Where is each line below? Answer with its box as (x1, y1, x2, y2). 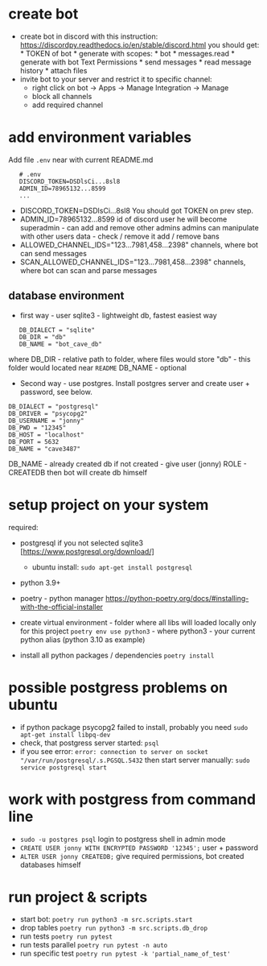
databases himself (19, 860, 82, 869)
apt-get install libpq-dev (19, 731, 111, 739)
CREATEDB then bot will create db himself (8, 467, 147, 477)
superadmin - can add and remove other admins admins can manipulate (19, 222, 259, 232)
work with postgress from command (8, 790, 256, 808)
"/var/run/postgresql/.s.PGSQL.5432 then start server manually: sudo (19, 755, 251, 765)
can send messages (19, 248, 87, 258)
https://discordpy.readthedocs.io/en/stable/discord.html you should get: (19, 39, 260, 49)
